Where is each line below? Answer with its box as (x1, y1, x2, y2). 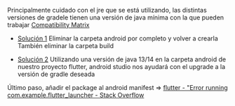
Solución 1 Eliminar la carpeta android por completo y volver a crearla (17, 34, 219, 43)
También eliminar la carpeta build (17, 42, 114, 50)
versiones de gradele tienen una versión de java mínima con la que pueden (7, 13, 224, 22)
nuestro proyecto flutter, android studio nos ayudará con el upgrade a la (17, 63, 226, 70)
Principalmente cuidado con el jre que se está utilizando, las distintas (7, 6, 207, 14)
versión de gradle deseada (17, 70, 95, 78)
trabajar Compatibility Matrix (7, 21, 90, 29)
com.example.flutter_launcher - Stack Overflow (7, 91, 145, 99)
